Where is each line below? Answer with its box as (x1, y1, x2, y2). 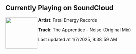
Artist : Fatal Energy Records (38, 17, 97, 23)
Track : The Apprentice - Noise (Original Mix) (38, 27, 131, 33)
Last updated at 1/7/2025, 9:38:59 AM (38, 36, 118, 42)
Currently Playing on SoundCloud (5, 4, 114, 12)
